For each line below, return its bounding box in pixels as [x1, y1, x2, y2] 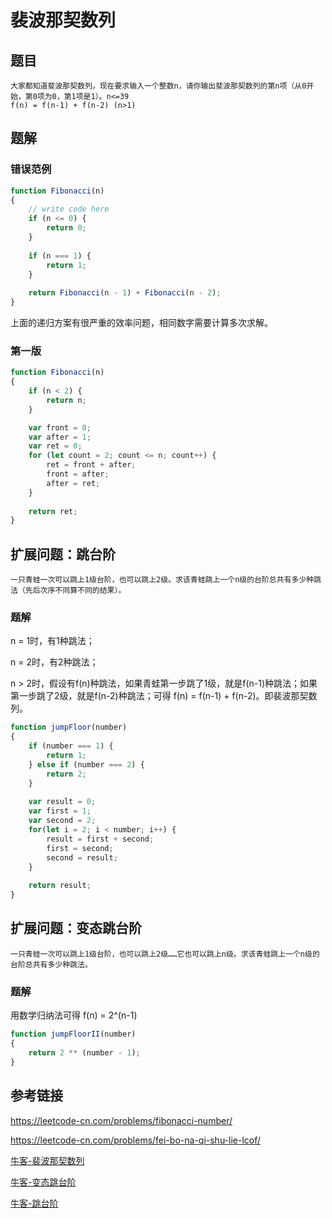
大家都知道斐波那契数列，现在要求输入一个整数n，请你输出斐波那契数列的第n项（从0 [10, 81, 307, 91]
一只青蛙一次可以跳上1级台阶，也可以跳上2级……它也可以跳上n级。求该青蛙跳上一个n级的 [10, 949, 320, 959]
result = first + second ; [46, 834, 155, 844]
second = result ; [46, 852, 118, 863]
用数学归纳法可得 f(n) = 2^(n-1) [10, 1009, 138, 1021]
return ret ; [28, 506, 78, 516]
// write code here [28, 204, 110, 215]
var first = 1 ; [28, 806, 92, 816]
